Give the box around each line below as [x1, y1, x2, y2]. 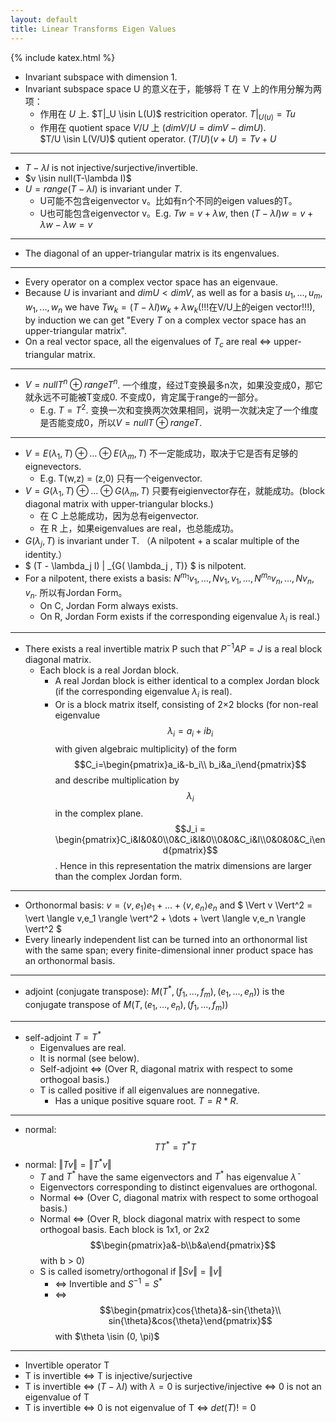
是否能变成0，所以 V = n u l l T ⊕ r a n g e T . [39, 417, 203, 428]
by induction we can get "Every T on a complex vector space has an [24, 314, 307, 326]
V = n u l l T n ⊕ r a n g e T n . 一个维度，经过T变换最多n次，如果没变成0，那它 [24, 377, 323, 391]
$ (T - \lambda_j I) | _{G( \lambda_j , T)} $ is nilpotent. [24, 560, 247, 572]
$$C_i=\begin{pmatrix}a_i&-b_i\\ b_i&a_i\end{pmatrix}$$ [74, 758, 307, 770]
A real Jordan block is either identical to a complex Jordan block [54, 675, 320, 687]
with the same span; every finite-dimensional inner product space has [24, 944, 314, 956]
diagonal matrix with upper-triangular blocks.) [24, 497, 214, 510]
